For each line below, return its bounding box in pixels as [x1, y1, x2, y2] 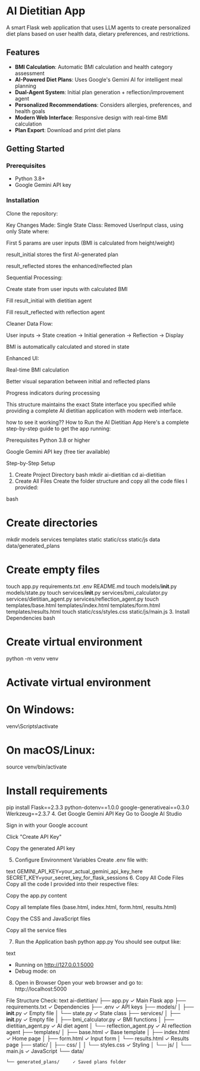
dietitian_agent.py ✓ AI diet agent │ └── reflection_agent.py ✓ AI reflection [6, 1022, 192, 1029]
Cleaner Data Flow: [6, 320, 54, 327]
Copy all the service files [6, 926, 67, 933]
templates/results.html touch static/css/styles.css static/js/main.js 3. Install [6, 608, 190, 615]
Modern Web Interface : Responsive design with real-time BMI [14, 114, 168, 121]
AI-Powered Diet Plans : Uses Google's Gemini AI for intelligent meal [14, 76, 183, 83]
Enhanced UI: [6, 354, 39, 361]
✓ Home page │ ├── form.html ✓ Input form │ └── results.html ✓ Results [6, 1035, 189, 1042]
